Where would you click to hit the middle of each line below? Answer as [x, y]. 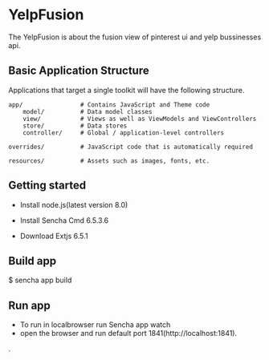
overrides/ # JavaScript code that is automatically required [130, 147]
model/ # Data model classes [88, 111]
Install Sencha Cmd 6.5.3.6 [64, 220]
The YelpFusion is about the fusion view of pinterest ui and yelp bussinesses [135, 37]
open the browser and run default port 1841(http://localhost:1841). [128, 334]
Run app [29, 305]
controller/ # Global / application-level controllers [124, 133]
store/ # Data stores [75, 126]
